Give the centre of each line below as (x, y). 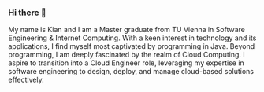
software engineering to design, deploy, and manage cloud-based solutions (131, 72)
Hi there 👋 (28, 13)
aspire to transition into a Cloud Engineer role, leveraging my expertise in (126, 63)
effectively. (26, 80)
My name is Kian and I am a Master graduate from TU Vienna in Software (127, 30)
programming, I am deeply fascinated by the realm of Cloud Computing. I (127, 55)
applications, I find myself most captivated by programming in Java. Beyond (132, 46)
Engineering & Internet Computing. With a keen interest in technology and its (132, 38)
